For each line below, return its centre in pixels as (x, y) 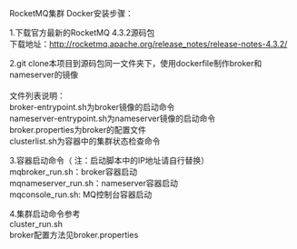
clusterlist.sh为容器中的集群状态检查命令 (85, 141)
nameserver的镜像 (44, 75)
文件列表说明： (37, 95)
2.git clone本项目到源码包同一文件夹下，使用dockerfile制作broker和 (136, 63)
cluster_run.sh (36, 224)
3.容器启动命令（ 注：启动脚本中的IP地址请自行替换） (109, 160)
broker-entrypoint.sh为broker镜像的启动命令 (92, 107)
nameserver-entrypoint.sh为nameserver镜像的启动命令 (113, 118)
